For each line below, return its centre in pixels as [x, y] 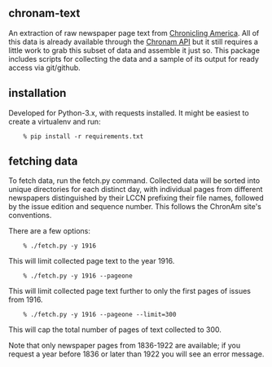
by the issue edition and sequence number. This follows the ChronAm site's [135, 207]
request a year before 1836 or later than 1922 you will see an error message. [136, 354]
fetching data [43, 162]
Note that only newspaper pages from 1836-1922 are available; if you [125, 346]
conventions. [30, 216]
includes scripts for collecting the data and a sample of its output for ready [134, 59]
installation [37, 93]
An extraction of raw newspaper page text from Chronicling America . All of [134, 33]
